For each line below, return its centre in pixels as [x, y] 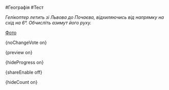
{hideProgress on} [25, 62]
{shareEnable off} [24, 72]
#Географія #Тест [25, 7]
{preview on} [19, 52]
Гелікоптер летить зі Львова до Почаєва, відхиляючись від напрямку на [85, 17]
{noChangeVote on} [26, 42]
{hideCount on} [21, 82]
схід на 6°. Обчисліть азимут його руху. [49, 23]
